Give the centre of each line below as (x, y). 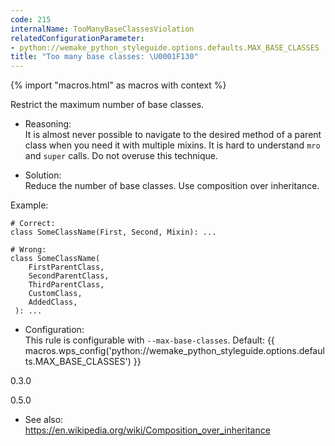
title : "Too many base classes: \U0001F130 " (104, 57)
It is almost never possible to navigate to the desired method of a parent (173, 135)
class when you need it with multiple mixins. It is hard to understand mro (172, 145)
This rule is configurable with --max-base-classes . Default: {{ (149, 340)
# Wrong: (28, 250)
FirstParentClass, (66, 267)
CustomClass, (55, 294)
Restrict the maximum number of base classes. (107, 105)
